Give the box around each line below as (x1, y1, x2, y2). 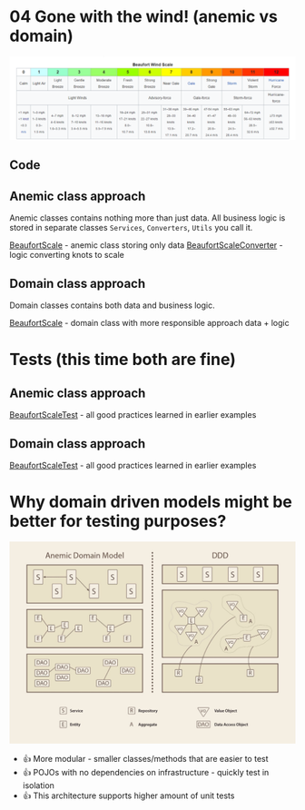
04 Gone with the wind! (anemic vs (9, 6, 279, 27)
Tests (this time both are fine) (9, 350, 236, 370)
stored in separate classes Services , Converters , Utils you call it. (9, 222, 253, 233)
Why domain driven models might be (9, 492, 292, 512)
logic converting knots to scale (9, 250, 125, 261)
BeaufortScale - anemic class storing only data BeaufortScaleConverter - (9, 240, 283, 251)
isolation (22, 779, 54, 791)
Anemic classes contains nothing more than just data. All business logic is (9, 212, 286, 223)
